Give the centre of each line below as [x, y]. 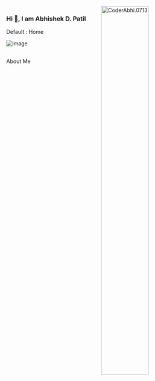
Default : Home [25, 32]
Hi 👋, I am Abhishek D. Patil [46, 19]
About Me [19, 61]
